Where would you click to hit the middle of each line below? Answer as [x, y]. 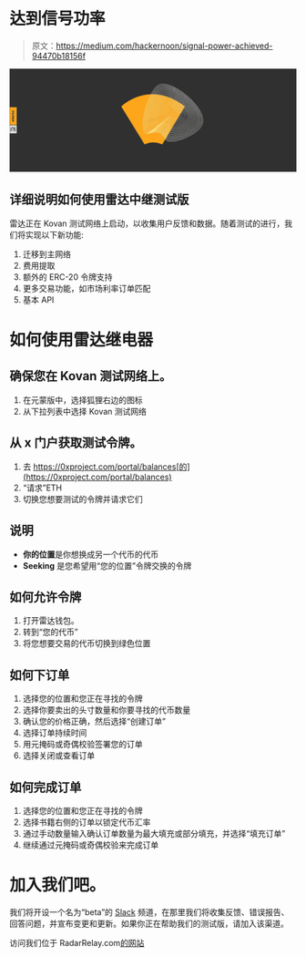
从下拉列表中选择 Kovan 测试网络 [85, 411]
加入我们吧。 [58, 885]
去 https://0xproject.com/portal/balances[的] [106, 467]
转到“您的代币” [51, 632]
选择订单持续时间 [55, 733]
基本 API [38, 299]
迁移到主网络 [46, 254]
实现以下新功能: [55, 234]
